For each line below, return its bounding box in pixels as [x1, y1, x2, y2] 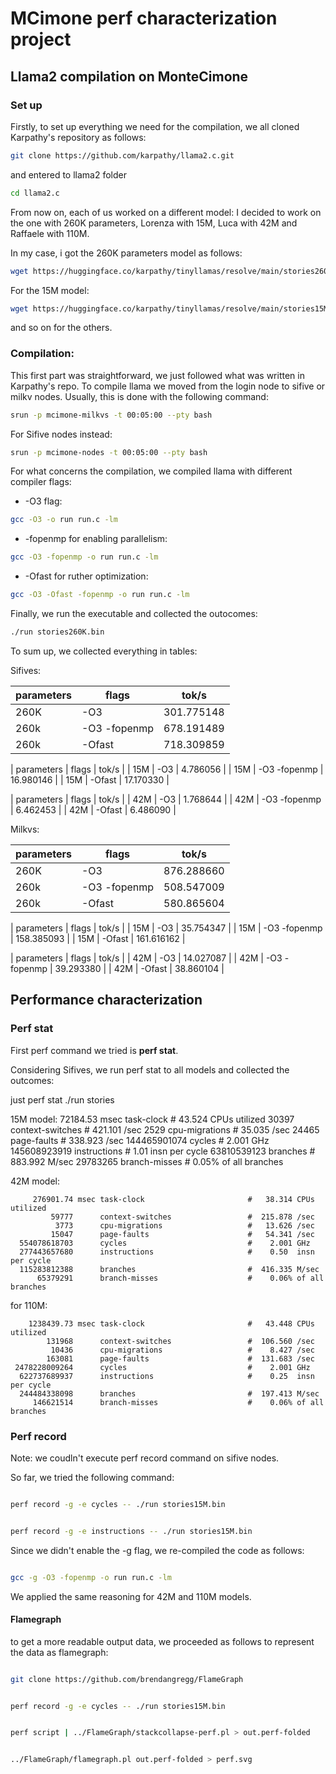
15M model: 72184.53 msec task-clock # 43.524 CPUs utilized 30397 [10, 1113, 295, 1125]
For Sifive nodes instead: [10, 428, 113, 440]
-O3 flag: [24, 495, 63, 507]
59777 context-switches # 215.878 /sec [50, 1212, 315, 1222]
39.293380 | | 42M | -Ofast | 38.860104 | [54, 962, 225, 974]
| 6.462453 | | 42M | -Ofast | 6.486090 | [10, 803, 177, 816]
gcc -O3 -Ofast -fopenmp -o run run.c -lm [10, 590, 190, 600]
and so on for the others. [10, 322, 113, 334]
